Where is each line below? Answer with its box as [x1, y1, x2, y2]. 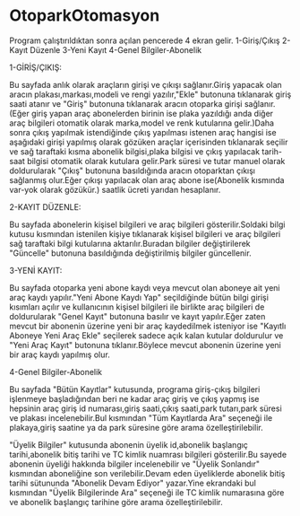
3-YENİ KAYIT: [9, 265, 63, 275]
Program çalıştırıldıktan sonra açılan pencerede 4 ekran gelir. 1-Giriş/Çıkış [9, 35, 280, 46]
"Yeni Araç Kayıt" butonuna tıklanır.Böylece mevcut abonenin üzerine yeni [9, 339, 282, 350]
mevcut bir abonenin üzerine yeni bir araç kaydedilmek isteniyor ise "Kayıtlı [9, 320, 287, 331]
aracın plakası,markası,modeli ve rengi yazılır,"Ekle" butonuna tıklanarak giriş [9, 89, 292, 100]
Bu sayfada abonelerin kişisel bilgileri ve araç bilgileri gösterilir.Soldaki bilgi [9, 219, 286, 230]
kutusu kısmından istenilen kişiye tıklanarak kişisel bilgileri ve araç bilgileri [9, 228, 281, 239]
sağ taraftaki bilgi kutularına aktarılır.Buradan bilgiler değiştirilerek [9, 238, 251, 249]
